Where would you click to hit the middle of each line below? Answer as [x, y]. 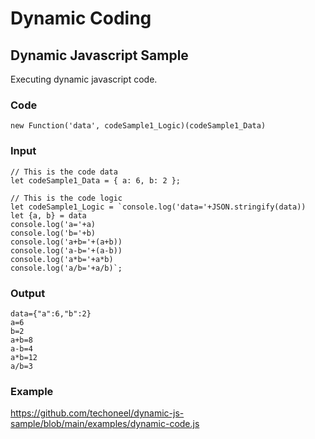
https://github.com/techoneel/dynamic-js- [97, 413]
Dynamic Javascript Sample [99, 55]
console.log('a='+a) [53, 224]
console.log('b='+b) [53, 233]
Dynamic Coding [81, 18]
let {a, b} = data [48, 215]
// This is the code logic [66, 198]
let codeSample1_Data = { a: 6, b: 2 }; [96, 180]
